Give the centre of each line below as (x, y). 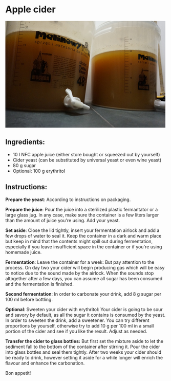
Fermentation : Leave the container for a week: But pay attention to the (80, 262)
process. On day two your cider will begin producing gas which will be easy (85, 267)
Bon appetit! (18, 373)
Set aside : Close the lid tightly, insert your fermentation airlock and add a (82, 230)
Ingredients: (25, 142)
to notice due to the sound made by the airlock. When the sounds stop (80, 273)
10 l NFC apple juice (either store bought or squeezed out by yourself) (86, 154)
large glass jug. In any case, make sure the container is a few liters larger (82, 215)
